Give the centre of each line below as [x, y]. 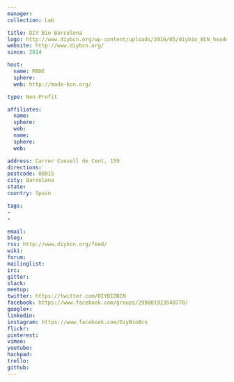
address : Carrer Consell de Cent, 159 [63, 161]
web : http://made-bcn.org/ [53, 84]
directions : [24, 167]
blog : [15, 238]
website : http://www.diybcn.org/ [56, 46]
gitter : [18, 277]
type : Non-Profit [32, 97]
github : [18, 367]
